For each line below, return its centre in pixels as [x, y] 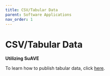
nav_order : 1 [19, 19]
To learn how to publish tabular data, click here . [55, 68]
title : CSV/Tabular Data [32, 10]
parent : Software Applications [38, 15]
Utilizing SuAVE [22, 58]
